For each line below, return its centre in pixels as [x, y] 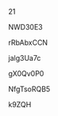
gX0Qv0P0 [26, 74]
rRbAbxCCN [28, 42]
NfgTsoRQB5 [29, 89]
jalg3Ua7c [25, 58]
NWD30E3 [25, 27]
